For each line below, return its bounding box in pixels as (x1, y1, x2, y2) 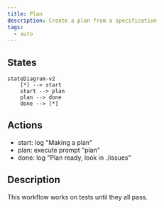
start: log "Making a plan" (17, 138, 93, 146)
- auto (13, 30, 33, 38)
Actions (7, 119, 43, 131)
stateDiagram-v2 (7, 75, 55, 82)
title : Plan (7, 10, 43, 18)
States (7, 56, 37, 68)
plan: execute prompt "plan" (17, 146, 101, 154)
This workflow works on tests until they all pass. (7, 192, 148, 201)
